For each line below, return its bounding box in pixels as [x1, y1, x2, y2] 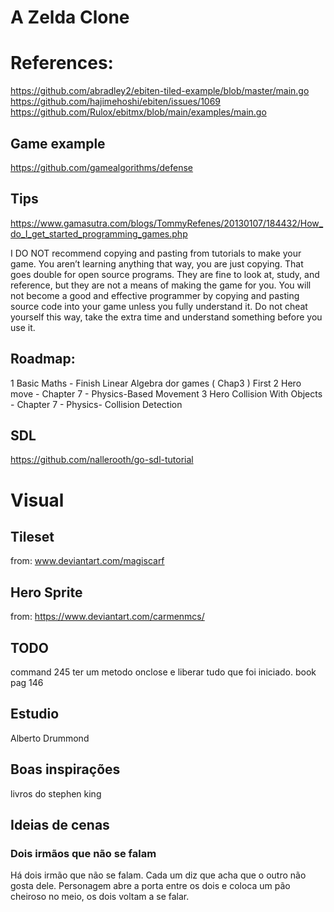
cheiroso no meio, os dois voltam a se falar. [10, 891, 190, 903]
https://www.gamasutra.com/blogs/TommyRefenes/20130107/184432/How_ [10, 217, 324, 229]
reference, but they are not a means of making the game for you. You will [10, 279, 312, 291]
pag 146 [10, 677, 44, 688]
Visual [10, 489, 65, 511]
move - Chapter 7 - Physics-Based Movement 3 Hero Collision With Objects [10, 387, 323, 400]
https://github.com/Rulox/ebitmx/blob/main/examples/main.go [10, 106, 267, 118]
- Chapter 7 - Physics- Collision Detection [10, 398, 183, 410]
